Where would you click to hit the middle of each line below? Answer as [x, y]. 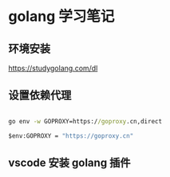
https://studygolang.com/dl [53, 68]
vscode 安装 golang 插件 [69, 162]
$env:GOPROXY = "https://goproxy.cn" [71, 136]
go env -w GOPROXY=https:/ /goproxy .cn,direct [85, 121]
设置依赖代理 [40, 96]
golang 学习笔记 [61, 16]
